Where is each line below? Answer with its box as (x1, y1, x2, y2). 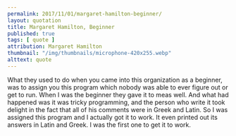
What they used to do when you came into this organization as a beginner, (7, 75, 223, 84)
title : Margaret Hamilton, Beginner (7, 23, 115, 30)
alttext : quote (7, 56, 52, 63)
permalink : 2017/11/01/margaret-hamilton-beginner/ (7, 10, 162, 18)
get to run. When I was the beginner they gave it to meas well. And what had (7, 90, 229, 99)
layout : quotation (7, 17, 61, 24)
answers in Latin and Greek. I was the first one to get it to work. (7, 120, 192, 129)
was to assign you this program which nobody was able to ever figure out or (7, 82, 228, 92)
